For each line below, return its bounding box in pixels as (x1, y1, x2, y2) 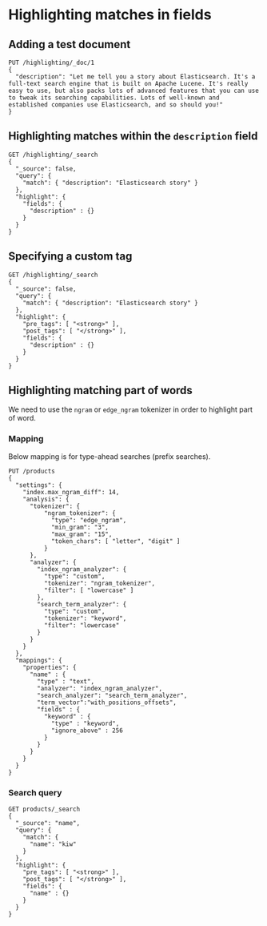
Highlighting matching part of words (8, 384, 193, 397)
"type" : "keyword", (50, 719, 120, 727)
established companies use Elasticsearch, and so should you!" (8, 101, 224, 109)
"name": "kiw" (29, 840, 78, 848)
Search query (8, 787, 62, 798)
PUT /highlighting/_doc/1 (8, 58, 94, 66)
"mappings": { (15, 656, 62, 664)
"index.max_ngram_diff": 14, (22, 488, 120, 496)
